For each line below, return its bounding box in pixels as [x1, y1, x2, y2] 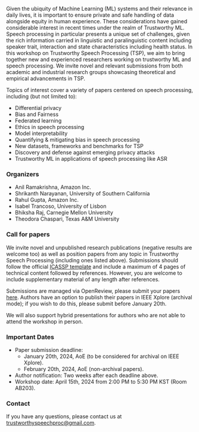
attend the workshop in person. [6, 318, 83, 325]
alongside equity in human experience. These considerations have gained [6, 18, 188, 24]
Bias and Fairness [14, 111, 59, 118]
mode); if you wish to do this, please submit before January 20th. [6, 300, 167, 307]
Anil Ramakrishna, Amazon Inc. [14, 183, 91, 191]
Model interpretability [14, 130, 68, 137]
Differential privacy [14, 105, 62, 111]
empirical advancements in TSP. [6, 75, 85, 82]
